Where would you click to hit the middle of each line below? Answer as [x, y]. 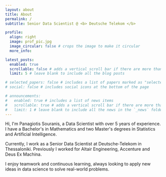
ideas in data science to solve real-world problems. [57, 169]
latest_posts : [20, 60]
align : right [23, 37]
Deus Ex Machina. [23, 154]
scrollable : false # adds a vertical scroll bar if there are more [81, 69]
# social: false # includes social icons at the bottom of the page [77, 87]
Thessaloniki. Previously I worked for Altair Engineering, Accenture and [78, 149]
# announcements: [23, 96]
